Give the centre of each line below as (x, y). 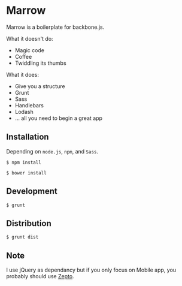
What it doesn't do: (30, 38)
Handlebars (29, 105)
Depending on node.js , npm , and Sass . (52, 151)
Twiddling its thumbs (41, 63)
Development (32, 192)
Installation (28, 137)
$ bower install (26, 173)
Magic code (30, 50)
